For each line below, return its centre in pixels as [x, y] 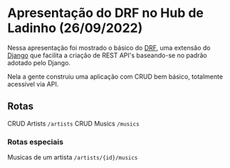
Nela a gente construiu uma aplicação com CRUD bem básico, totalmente [115, 77]
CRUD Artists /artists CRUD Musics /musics [74, 123]
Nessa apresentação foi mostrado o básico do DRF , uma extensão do [109, 47]
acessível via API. [33, 84]
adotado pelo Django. [39, 62]
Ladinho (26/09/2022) [75, 28]
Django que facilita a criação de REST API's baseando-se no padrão [108, 55]
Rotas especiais [36, 142]
